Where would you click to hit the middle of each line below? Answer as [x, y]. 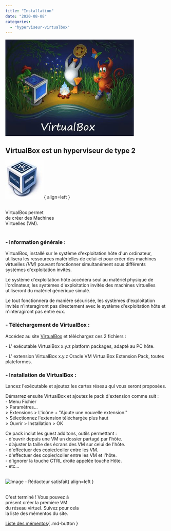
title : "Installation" [30, 11]
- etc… [12, 466]
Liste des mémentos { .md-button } [42, 523]
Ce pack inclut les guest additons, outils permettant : [61, 433]
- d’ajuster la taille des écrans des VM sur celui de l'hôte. [65, 444]
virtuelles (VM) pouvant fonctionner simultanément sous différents [76, 264]
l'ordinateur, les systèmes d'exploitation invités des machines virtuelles [80, 285]
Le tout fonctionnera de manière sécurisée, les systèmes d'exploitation [80, 300]
